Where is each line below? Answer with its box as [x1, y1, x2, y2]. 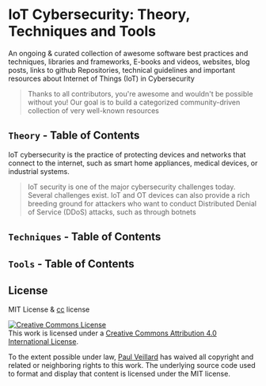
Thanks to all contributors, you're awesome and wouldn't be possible [27, 89, 253, 98]
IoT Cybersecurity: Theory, [8, 6, 190, 24]
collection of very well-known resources [27, 105, 160, 115]
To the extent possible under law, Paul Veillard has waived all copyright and [8, 352, 254, 361]
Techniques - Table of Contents [8, 230, 161, 244]
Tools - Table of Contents [8, 257, 135, 271]
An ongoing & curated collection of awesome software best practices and [8, 48, 249, 58]
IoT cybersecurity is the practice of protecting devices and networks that [8, 149, 246, 159]
